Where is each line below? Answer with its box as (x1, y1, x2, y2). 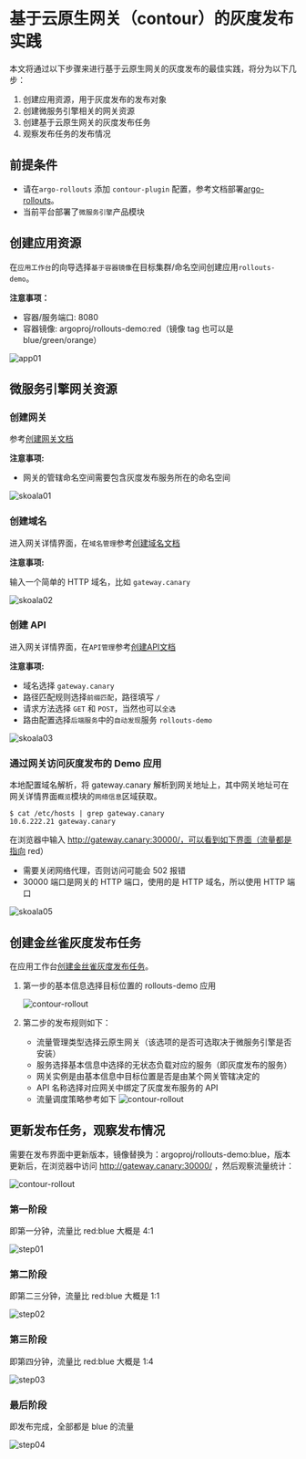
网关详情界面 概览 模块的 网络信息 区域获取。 (9, 791, 162, 802)
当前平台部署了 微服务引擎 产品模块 (22, 206, 146, 217)
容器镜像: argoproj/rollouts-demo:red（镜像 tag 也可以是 (22, 323, 234, 334)
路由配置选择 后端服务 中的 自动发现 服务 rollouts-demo (22, 714, 212, 725)
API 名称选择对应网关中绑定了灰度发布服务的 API (36, 1082, 219, 1093)
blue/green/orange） (22, 334, 102, 345)
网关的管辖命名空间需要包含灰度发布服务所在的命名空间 (22, 472, 230, 484)
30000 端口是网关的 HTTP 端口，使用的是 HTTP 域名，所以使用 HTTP (22, 877, 285, 888)
